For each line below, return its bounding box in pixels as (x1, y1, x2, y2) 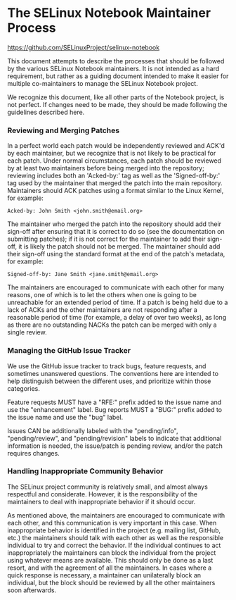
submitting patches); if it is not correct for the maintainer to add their (7, 235, 206, 244)
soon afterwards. (7, 586, 57, 594)
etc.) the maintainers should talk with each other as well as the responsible (7, 533, 223, 542)
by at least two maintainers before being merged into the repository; (7, 164, 205, 173)
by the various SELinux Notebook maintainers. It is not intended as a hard (7, 64, 220, 73)
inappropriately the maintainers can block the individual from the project (7, 548, 216, 557)
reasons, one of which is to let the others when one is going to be (7, 291, 197, 299)
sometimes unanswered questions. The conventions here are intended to (7, 369, 219, 377)
